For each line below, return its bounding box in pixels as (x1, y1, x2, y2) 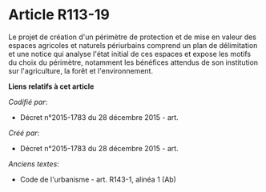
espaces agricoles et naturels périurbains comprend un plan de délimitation (8, 40, 258, 50)
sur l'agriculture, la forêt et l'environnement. (8, 66, 154, 75)
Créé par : (8, 128, 40, 138)
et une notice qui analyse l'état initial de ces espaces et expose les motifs (8, 49, 251, 58)
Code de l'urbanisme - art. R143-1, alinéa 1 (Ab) (19, 174, 176, 184)
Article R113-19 (8, 6, 111, 24)
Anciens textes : (8, 158, 60, 169)
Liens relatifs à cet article (8, 82, 95, 91)
